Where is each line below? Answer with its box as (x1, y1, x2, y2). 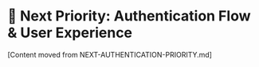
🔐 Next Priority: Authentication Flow (7, 7, 251, 25)
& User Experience (7, 24, 133, 42)
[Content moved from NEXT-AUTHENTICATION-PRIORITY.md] (7, 50, 213, 59)
